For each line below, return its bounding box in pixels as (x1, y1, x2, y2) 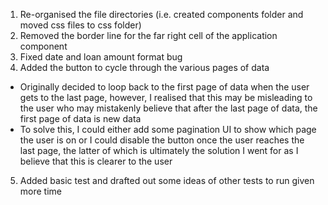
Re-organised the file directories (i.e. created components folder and (19, 9, 304, 20)
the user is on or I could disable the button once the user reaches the (19, 134, 305, 146)
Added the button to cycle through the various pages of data (19, 62, 270, 73)
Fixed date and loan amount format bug (19, 51, 183, 63)
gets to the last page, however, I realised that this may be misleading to (19, 92, 313, 103)
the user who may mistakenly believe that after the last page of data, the (19, 102, 318, 114)
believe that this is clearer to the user (19, 155, 173, 167)
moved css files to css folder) (19, 19, 142, 31)
